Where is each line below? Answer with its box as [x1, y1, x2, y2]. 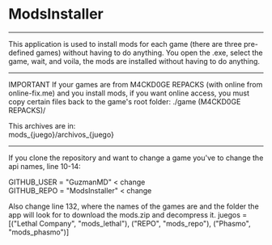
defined [8, 48, 35, 57]
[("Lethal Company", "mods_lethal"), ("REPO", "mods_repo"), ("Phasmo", [8, 218, 251, 228]
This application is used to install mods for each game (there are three [8, 39, 243, 49]
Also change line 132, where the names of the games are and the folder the [8, 201, 259, 211]
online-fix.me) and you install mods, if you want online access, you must [8, 88, 249, 98]
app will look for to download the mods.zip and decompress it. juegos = [8, 209, 248, 219]
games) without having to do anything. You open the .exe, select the [36, 48, 263, 57]
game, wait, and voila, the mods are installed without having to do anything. [8, 56, 261, 65]
